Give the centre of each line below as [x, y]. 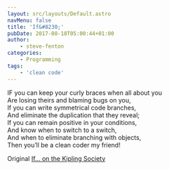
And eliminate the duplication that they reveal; [74, 115]
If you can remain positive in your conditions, [72, 122]
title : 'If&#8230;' [36, 27]
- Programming [40, 60]
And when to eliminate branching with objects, [74, 137]
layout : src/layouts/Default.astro [59, 14]
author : [19, 40]
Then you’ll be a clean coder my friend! [64, 145]
